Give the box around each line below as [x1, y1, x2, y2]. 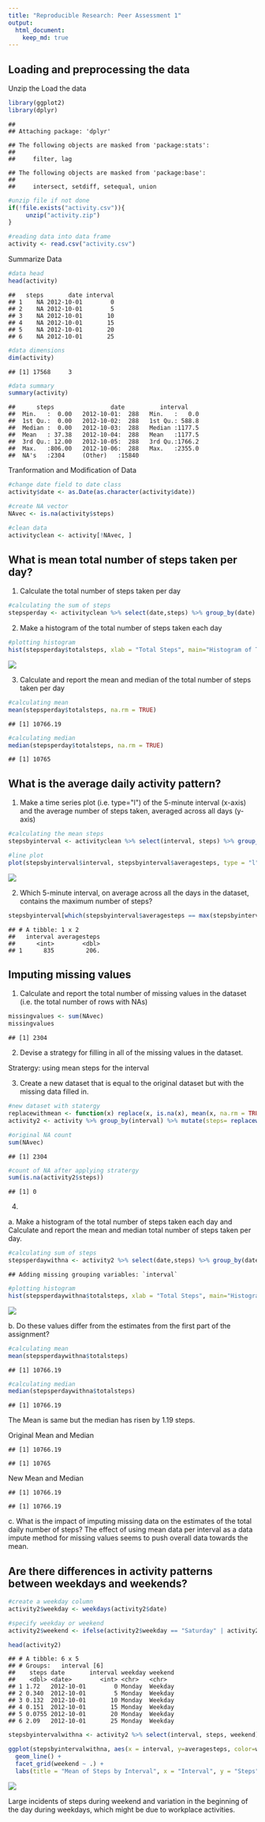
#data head [8, 270, 44, 278]
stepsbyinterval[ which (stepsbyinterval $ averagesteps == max [8, 911, 211, 919]
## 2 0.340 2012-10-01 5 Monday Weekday [8, 1689, 175, 1697]
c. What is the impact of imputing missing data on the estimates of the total [8, 1517, 252, 1526]
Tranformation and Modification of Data [8, 466, 136, 475]
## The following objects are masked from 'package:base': [8, 169, 207, 177]
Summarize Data [8, 254, 62, 264]
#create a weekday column [8, 1598, 93, 1606]
